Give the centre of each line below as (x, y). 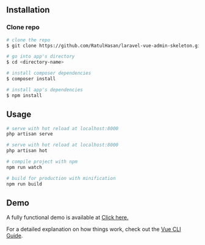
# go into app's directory (41, 57)
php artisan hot (27, 151)
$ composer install (31, 79)
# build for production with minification (61, 178)
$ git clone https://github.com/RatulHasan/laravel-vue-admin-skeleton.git (105, 46)
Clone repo (23, 27)
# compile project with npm (42, 162)
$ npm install (24, 95)
